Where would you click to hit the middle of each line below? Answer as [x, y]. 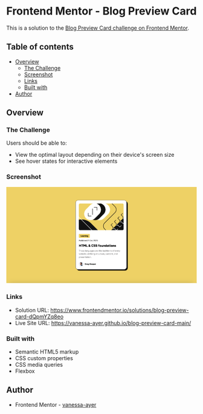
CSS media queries [39, 365]
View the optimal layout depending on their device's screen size [95, 155]
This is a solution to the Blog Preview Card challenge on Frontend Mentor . [98, 28]
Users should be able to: [37, 143]
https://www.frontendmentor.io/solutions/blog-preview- [120, 310]
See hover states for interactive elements [66, 161]
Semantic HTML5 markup [47, 352]
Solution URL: [32, 310]
